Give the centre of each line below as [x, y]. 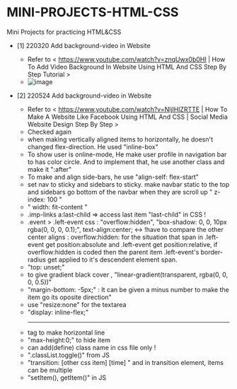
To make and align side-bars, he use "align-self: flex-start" [113, 177]
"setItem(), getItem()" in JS [67, 377]
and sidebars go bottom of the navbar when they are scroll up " [120, 192]
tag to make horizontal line [66, 332]
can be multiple [50, 370]
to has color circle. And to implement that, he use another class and [126, 162]
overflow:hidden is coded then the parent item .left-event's [113, 252]
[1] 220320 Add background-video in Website [83, 45]
